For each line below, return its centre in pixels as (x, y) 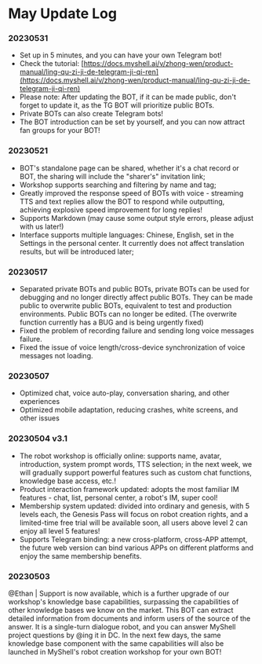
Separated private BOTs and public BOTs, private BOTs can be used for (134, 289)
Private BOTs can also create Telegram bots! (91, 114)
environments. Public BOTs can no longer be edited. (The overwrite (128, 314)
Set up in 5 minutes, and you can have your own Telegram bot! (120, 55)
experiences (40, 402)
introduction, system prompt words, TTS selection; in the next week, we (136, 464)
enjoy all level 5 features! (60, 530)
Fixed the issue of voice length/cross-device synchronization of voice (132, 347)
